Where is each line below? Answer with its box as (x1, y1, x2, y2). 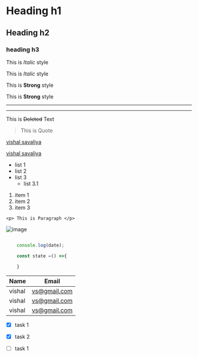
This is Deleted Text (6, 115, 54, 122)
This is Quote (20, 127, 53, 134)
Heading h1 (6, 4, 62, 18)
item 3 (14, 204, 31, 211)
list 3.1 (23, 180, 39, 187)
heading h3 (6, 45, 39, 54)
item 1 (14, 191, 29, 198)
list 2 (14, 167, 27, 175)
